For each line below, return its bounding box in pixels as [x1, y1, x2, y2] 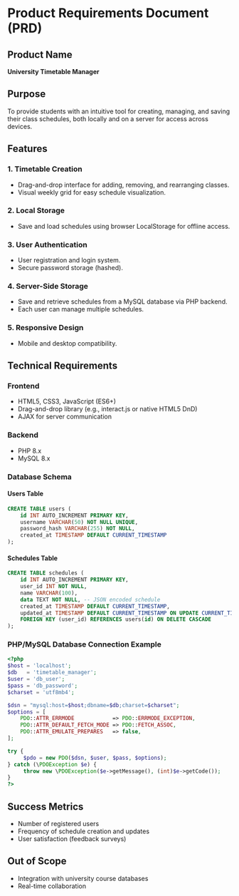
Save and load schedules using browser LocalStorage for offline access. [17, 222, 230, 230]
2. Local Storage [7, 205, 65, 215]
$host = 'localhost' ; [7, 662, 72, 669]
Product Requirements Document [7, 5, 209, 21]
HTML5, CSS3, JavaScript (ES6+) [17, 397, 116, 406]
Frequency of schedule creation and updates [17, 827, 150, 835]
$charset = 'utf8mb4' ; [7, 689, 75, 696]
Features [7, 143, 48, 155]
